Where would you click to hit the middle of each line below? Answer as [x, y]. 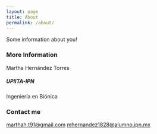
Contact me [23, 111]
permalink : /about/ [30, 23]
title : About [22, 17]
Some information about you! [42, 40]
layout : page [22, 12]
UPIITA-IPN [20, 81]
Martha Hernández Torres [38, 68]
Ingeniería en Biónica [32, 96]
